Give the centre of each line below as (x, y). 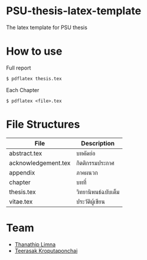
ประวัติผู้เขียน (91, 201)
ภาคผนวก (87, 172)
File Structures (43, 124)
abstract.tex (26, 153)
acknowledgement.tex (40, 163)
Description (98, 143)
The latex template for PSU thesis (47, 27)
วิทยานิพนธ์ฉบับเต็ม (98, 192)
